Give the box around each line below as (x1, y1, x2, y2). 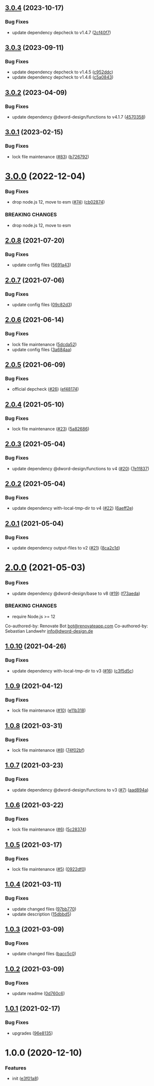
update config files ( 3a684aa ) (12, 346, 72, 352)
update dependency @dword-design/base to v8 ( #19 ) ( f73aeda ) (12, 590, 140, 596)
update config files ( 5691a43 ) (12, 262, 71, 268)
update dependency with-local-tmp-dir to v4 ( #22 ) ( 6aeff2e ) (12, 505, 134, 511)
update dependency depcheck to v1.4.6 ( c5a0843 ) (12, 74, 114, 80)
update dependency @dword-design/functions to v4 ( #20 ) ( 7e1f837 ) (12, 465, 150, 471)
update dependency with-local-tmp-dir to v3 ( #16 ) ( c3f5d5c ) (12, 668, 134, 673)
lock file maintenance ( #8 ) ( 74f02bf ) (12, 747, 85, 753)
